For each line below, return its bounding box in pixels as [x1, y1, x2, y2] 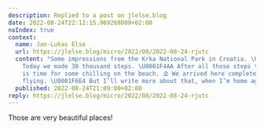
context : [8, 33, 37, 42]
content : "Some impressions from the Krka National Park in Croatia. [15, 56, 247, 63]
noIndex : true [8, 26, 55, 34]
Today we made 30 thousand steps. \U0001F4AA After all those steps [22, 63, 251, 70]
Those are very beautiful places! [8, 113, 113, 122]
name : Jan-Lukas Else [15, 41, 86, 49]
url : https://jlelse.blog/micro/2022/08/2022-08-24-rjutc [15, 48, 210, 56]
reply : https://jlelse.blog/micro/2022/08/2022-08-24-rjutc [8, 92, 210, 99]
